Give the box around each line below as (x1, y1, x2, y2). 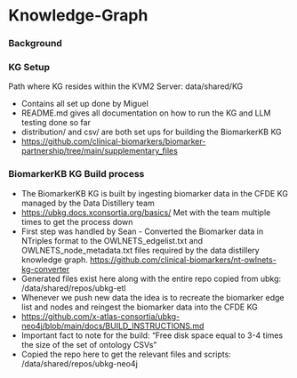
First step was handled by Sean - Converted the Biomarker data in (20, 226, 264, 237)
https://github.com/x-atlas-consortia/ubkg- (20, 310, 181, 321)
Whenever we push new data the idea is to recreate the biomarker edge (20, 292, 285, 302)
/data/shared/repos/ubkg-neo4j (20, 358, 139, 369)
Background (8, 37, 63, 50)
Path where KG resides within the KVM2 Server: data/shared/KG (8, 81, 244, 92)
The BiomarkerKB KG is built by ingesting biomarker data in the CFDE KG (20, 188, 288, 198)
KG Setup (8, 61, 51, 74)
